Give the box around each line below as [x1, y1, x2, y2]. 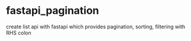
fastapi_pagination [6, 4, 99, 17]
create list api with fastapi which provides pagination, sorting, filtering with [6, 23, 186, 30]
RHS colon [6, 29, 32, 36]
